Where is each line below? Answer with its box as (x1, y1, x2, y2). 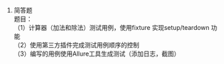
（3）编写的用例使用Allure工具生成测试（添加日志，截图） (13, 49, 180, 58)
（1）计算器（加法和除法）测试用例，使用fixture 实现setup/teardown (13, 24, 210, 31)
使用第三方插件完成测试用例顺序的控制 (30, 41, 140, 49)
